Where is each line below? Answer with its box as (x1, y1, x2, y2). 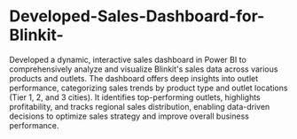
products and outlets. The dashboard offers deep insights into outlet (9, 73, 259, 83)
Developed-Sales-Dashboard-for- (9, 6, 265, 27)
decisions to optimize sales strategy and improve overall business (9, 111, 250, 121)
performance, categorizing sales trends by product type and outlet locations (9, 82, 288, 93)
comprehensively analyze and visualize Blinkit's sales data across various (9, 64, 278, 74)
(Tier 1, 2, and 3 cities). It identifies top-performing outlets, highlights (9, 91, 262, 103)
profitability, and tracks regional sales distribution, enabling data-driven (9, 101, 270, 112)
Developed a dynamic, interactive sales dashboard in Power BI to (9, 54, 246, 65)
